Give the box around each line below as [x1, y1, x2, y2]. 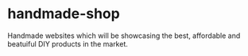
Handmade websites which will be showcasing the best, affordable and [7, 31, 241, 40]
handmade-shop [7, 5, 120, 23]
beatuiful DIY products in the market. [7, 39, 129, 48]
